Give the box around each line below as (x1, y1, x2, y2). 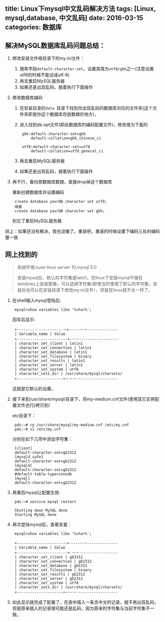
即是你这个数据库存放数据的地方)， (28, 111, 99, 117)
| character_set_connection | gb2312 (14, 559, 92, 564)
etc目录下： (12, 413, 36, 419)
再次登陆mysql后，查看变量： (12, 522, 72, 528)
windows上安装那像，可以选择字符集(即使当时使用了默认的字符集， (17, 281, 153, 287)
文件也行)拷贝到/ (16, 402, 50, 408)
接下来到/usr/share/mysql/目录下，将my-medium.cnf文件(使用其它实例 (12, 396, 155, 402)
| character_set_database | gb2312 (14, 563, 87, 568)
